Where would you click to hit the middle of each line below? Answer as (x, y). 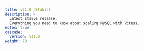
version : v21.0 (25, 37)
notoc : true (17, 28)
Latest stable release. (33, 18)
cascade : (14, 32)
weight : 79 (16, 41)
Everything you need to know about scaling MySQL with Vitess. (74, 23)
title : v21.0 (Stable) (28, 9)
